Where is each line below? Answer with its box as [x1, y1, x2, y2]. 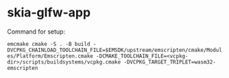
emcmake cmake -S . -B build [7, 40, 91, 47]
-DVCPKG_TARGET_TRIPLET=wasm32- [123, 58, 216, 66]
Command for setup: [7, 27, 66, 36]
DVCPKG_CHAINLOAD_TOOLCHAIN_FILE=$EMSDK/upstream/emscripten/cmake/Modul [7, 47, 223, 53]
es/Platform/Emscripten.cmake [7, 53, 94, 60]
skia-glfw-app [7, 5, 91, 21]
